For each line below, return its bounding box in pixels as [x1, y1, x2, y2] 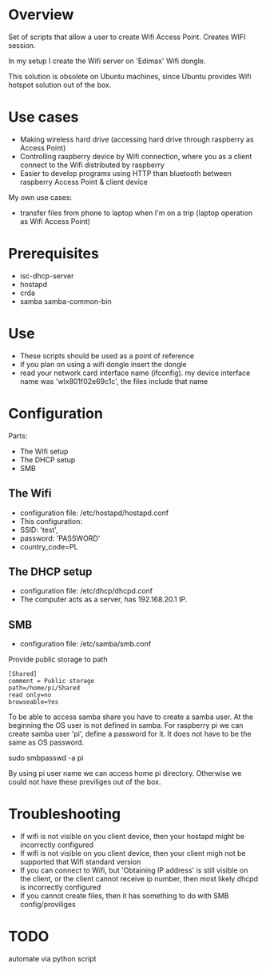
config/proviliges [19, 900, 76, 909]
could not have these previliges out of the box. [8, 777, 161, 787]
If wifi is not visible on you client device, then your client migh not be [19, 849, 246, 858]
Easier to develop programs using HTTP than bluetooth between [19, 168, 232, 178]
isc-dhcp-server [19, 270, 74, 281]
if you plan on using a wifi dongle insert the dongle [19, 359, 188, 369]
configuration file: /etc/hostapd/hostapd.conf [19, 508, 169, 517]
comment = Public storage [8, 677, 94, 685]
